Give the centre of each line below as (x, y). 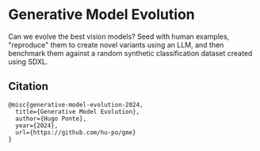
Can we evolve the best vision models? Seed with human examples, (119, 36)
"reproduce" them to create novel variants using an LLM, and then (116, 44)
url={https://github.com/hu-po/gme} (76, 132)
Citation (29, 87)
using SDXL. (28, 62)
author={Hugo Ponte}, (51, 119)
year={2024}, (37, 125)
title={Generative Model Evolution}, (78, 111)
